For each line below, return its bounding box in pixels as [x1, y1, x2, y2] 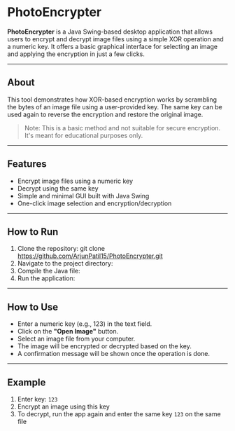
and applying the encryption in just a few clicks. [7, 50, 145, 58]
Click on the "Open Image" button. [17, 327, 119, 336]
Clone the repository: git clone [17, 245, 105, 253]
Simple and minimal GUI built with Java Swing [17, 191, 150, 200]
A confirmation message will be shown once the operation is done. [17, 350, 210, 358]
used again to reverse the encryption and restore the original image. [7, 110, 204, 118]
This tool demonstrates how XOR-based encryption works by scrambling [7, 95, 218, 104]
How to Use [7, 301, 59, 313]
